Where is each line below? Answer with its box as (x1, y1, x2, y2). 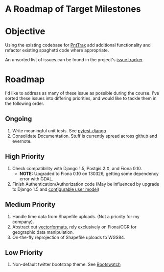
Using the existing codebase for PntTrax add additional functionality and (5, 42, 151, 48)
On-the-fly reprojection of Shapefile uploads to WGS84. (12, 234, 125, 240)
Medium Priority (5, 200, 56, 209)
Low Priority (5, 248, 43, 257)
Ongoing (5, 115, 32, 123)
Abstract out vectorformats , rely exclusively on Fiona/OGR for (12, 224, 137, 230)
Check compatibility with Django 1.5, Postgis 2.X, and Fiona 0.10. (12, 165, 142, 171)
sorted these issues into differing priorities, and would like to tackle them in (5, 96, 157, 101)
